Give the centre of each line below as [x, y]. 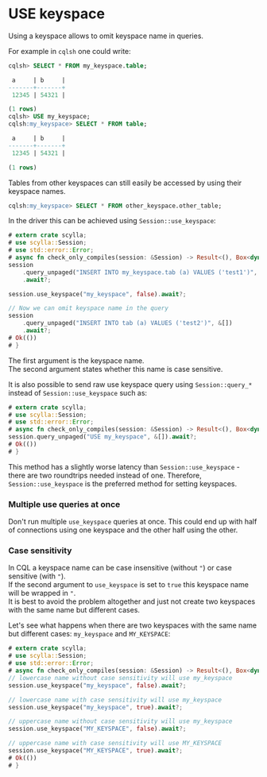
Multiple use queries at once [64, 504]
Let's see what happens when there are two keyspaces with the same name [132, 625]
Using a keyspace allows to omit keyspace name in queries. [106, 36]
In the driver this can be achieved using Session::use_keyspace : [112, 221]
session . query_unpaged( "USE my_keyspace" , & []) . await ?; [103, 437]
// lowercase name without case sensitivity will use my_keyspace [120, 678]
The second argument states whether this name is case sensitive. [116, 369]
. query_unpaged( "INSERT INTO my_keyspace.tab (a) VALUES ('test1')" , [140, 272]
